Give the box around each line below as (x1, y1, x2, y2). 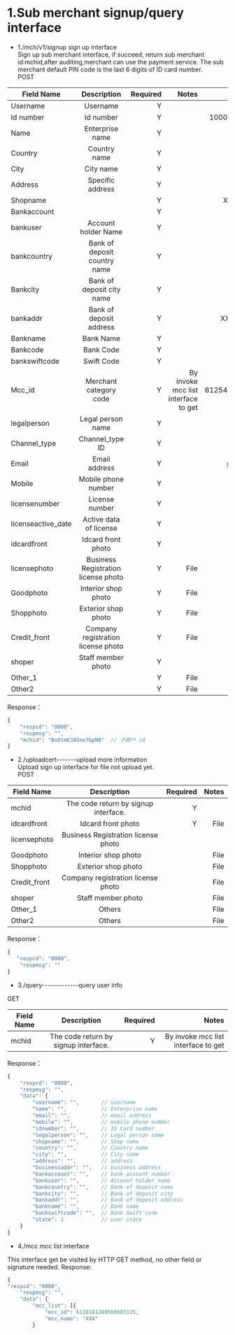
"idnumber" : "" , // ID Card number (32, 1125, 155, 1132)
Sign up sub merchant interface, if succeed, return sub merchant (17, 50, 205, 59)
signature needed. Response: (7, 1262, 92, 1271)
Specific (87, 175, 115, 185)
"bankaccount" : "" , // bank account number (32, 1170, 171, 1178)
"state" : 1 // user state (32, 1216, 142, 1223)
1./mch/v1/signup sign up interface (17, 43, 117, 51)
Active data (83, 514, 120, 524)
